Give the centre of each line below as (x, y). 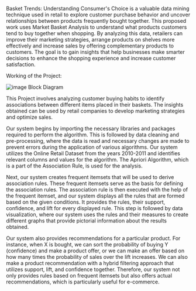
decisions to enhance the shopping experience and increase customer (91, 58)
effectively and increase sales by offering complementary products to (90, 46)
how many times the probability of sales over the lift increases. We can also (97, 257)
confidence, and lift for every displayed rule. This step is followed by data (94, 208)
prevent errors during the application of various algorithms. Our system (92, 147)
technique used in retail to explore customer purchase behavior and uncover (98, 15)
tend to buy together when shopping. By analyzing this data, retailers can (94, 33)
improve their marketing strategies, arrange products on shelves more (90, 40)
